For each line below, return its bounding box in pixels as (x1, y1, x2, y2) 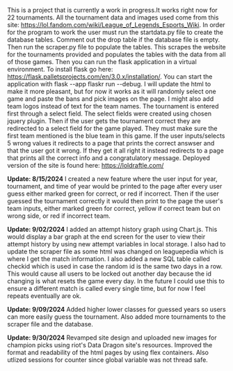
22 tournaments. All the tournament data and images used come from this (7, 13, 219, 22)
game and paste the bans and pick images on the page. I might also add (7, 95, 214, 103)
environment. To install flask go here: (7, 65, 113, 73)
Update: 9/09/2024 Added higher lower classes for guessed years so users (7, 306, 226, 313)
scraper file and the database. (7, 320, 94, 328)
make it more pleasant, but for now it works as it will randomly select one (7, 87, 217, 95)
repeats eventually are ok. (7, 292, 82, 300)
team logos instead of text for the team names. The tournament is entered (7, 102, 219, 110)
